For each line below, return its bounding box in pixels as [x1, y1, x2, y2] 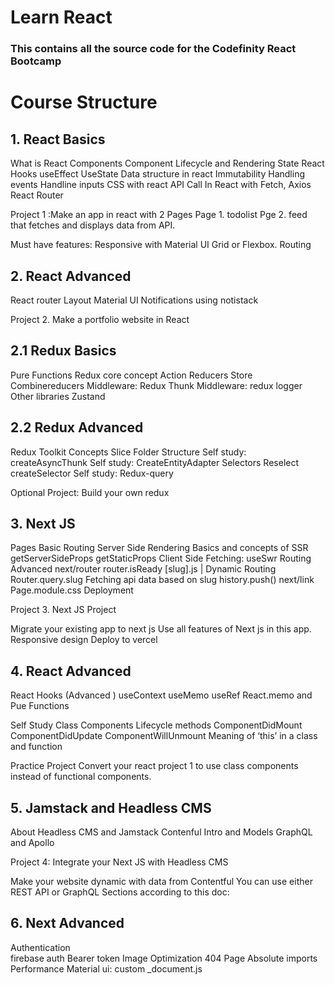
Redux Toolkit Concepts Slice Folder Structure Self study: [10, 446, 247, 458]
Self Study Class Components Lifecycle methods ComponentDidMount [10, 719, 303, 731]
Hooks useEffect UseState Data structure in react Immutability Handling [10, 168, 306, 180]
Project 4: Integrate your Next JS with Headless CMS [10, 856, 229, 868]
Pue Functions [10, 700, 70, 712]
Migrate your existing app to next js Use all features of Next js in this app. [10, 623, 312, 635]
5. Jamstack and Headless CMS [10, 799, 212, 816]
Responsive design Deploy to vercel [10, 634, 158, 646]
